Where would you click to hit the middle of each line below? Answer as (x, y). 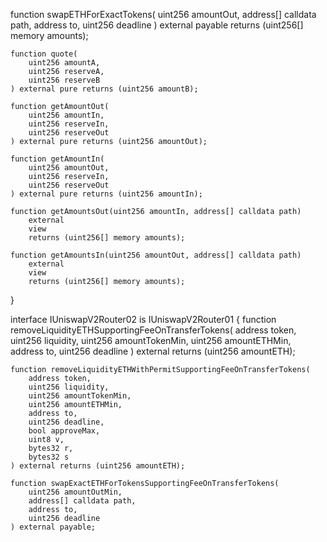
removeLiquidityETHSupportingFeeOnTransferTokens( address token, (153, 330)
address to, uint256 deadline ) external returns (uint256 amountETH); (153, 351)
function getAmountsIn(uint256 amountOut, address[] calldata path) (156, 255)
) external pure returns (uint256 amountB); (104, 89)
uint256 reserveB (64, 80)
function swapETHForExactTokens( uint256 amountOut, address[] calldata (163, 14)
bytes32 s (49, 457)
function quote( (44, 54)
